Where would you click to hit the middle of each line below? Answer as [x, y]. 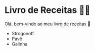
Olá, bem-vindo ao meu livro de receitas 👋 [48, 24]
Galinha [20, 44]
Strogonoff [23, 33]
